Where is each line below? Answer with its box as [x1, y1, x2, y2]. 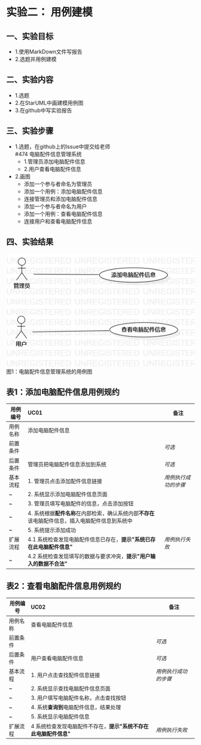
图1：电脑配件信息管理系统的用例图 [6, 368, 93, 375]
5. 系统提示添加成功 [28, 526, 77, 533]
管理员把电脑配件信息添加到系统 [28, 460, 106, 468]
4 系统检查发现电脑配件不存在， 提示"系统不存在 [31, 722, 149, 729]
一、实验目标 [6, 31, 54, 41]
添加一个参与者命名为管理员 [23, 180, 93, 187]
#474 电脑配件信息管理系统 [14, 150, 82, 157]
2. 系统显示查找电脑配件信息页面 [31, 685, 111, 692]
